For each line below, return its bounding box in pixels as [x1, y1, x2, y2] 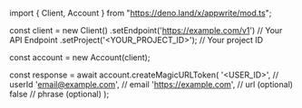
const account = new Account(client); [9, 52, 151, 62]
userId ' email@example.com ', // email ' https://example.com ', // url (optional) [9, 79, 293, 89]
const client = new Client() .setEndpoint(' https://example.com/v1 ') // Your [9, 25, 283, 35]
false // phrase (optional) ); [9, 89, 110, 99]
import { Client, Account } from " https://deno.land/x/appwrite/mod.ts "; [9, 8, 272, 18]
